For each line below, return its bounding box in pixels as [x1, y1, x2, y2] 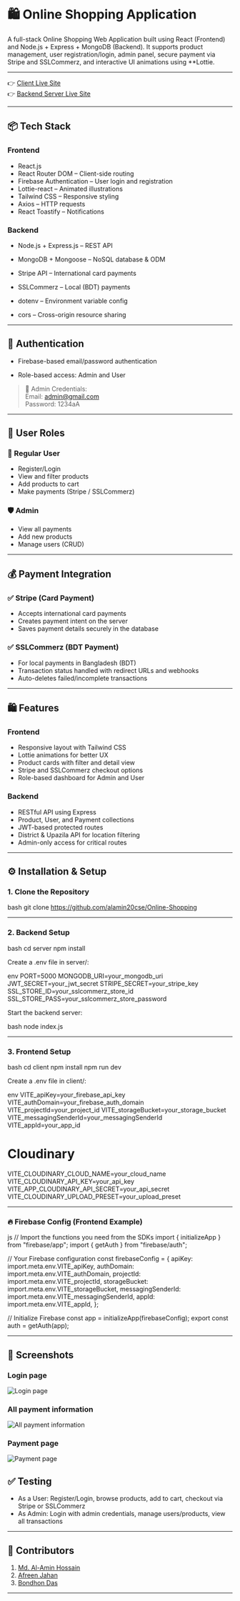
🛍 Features [7, 702, 59, 714]
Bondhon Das [17, 1579, 59, 1587]
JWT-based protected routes [17, 823, 104, 832]
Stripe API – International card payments [17, 269, 137, 277]
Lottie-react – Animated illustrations [17, 184, 124, 193]
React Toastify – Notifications [17, 207, 105, 216]
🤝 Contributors [7, 1545, 75, 1557]
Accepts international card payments [17, 609, 126, 618]
